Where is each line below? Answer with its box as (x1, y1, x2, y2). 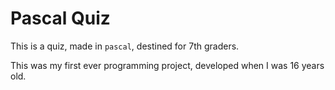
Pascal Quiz (10, 7, 111, 30)
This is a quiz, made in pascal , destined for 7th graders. (10, 40, 240, 52)
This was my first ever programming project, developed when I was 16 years (10, 59, 325, 71)
